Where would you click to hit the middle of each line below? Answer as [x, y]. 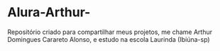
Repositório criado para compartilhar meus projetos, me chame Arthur [110, 32]
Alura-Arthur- [49, 12]
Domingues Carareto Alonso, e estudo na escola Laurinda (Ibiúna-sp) [109, 39]
